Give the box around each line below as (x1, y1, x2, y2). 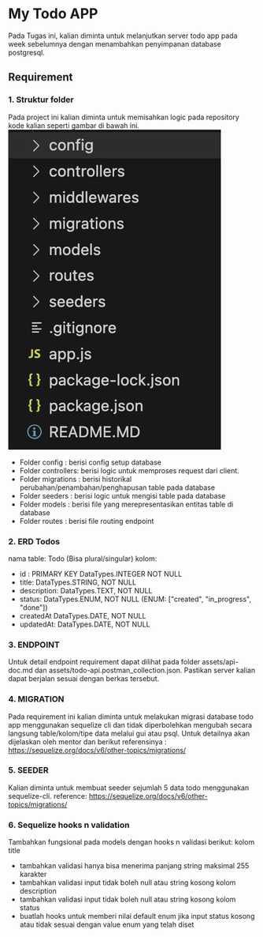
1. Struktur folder (8, 94, 74, 105)
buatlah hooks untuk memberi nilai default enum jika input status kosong (19, 912, 255, 921)
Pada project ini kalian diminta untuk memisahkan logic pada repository (8, 112, 240, 122)
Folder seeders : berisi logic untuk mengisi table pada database (19, 491, 226, 500)
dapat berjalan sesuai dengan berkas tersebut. (8, 674, 160, 683)
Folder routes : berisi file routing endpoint (19, 516, 154, 525)
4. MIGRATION (8, 694, 65, 705)
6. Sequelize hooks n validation (8, 819, 130, 830)
